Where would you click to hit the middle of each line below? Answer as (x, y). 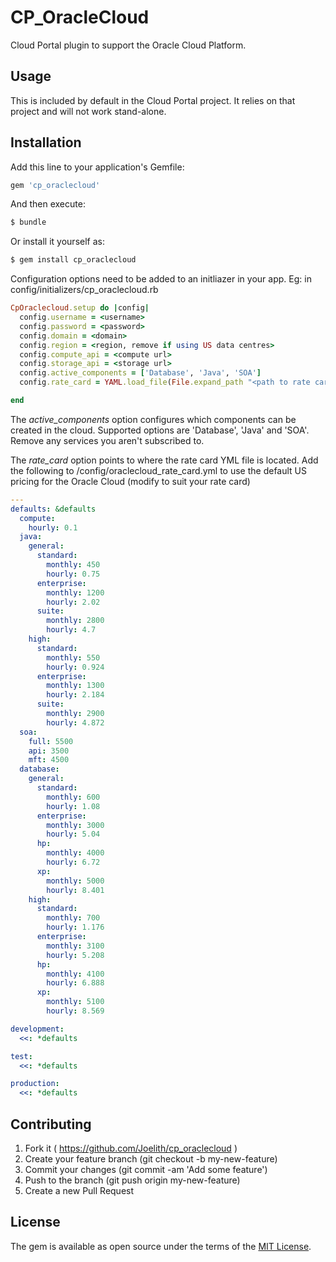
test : (21, 1056)
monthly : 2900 (75, 714)
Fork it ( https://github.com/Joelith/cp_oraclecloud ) (131, 1148)
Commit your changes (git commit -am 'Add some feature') (146, 1169)
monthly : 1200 (75, 592)
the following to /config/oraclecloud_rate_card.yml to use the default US (159, 470)
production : (35, 1084)
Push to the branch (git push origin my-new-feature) (132, 1180)
